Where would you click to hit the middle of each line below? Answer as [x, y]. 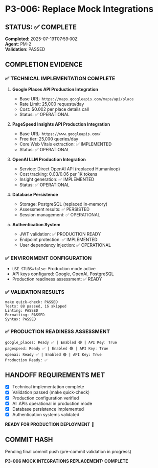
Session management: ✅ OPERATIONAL [60, 214]
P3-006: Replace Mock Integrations [79, 9]
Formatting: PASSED [25, 315]
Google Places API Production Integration [55, 89]
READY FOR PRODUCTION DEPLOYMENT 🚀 [50, 424]
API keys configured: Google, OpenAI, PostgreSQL [63, 274]
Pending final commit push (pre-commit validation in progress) [68, 451]
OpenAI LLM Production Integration [49, 159]
